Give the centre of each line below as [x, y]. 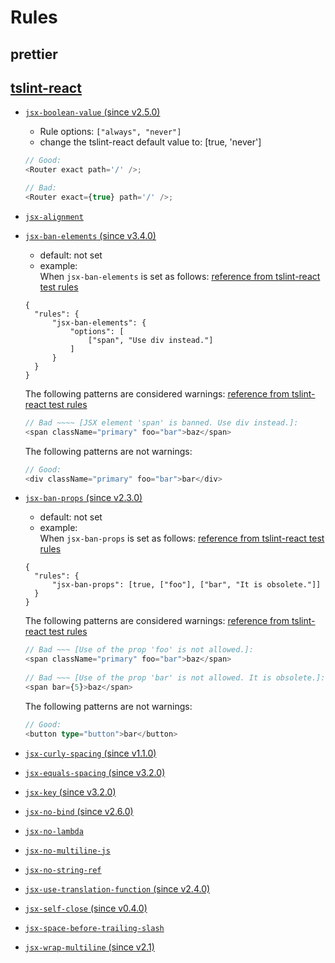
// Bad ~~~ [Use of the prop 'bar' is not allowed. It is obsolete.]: [175, 678]
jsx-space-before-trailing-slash [94, 928]
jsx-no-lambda [54, 831]
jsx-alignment [54, 217]
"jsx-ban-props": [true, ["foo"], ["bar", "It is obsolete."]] [186, 585]
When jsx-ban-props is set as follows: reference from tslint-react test [182, 538]
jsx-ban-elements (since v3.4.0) [90, 235]
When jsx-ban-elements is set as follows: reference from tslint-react [180, 276]
